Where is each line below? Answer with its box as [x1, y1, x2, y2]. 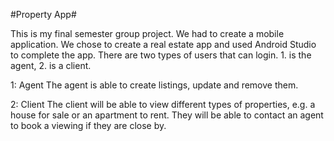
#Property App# [10, 9, 77, 20]
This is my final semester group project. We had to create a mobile [10, 28, 285, 39]
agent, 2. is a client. [10, 60, 92, 71]
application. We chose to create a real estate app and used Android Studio [10, 39, 317, 50]
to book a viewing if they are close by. [10, 120, 167, 131]
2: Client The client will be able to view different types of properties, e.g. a [10, 99, 316, 110]
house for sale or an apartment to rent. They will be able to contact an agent [10, 109, 324, 121]
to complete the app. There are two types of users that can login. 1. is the [10, 49, 312, 61]
